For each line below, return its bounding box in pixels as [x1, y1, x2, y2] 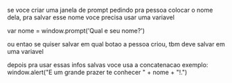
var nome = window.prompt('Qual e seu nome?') [7, 27, 145, 35]
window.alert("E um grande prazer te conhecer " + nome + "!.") [7, 68, 188, 76]
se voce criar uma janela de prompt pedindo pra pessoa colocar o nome [7, 6, 213, 14]
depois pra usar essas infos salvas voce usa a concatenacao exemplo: [7, 61, 208, 68]
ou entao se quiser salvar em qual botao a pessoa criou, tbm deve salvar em [7, 40, 225, 48]
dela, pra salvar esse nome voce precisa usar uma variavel [7, 13, 175, 21]
